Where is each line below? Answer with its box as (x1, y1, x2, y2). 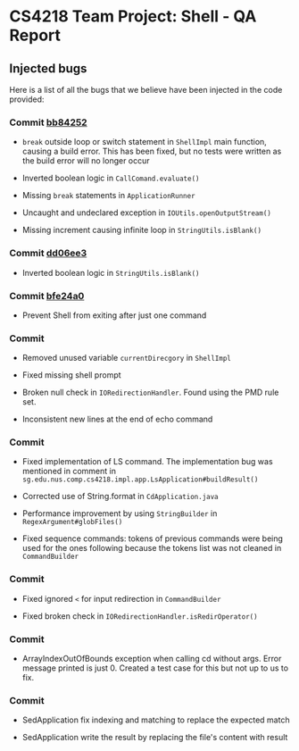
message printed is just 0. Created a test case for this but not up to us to (21, 663, 288, 673)
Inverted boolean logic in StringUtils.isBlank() (21, 267, 200, 278)
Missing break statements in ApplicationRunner (21, 190, 195, 201)
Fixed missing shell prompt (21, 370, 122, 380)
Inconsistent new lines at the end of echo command (21, 413, 213, 425)
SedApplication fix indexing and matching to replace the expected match (21, 714, 290, 725)
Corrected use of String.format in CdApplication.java (21, 491, 219, 502)
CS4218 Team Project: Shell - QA (9, 6, 257, 27)
